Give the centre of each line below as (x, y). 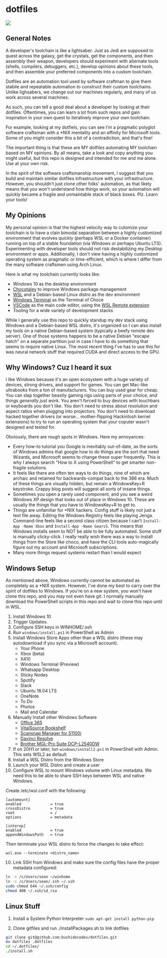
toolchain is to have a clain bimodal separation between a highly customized (84, 233)
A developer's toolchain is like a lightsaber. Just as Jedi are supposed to (80, 50)
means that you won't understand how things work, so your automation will (83, 189)
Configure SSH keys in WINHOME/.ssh (52, 627)
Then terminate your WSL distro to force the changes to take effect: (75, 844)
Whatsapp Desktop (40, 669)
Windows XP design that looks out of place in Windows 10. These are (84, 500)
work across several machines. (37, 97)
